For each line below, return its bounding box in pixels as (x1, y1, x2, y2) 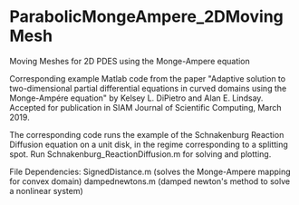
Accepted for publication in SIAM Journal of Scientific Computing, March (9, 102, 283, 112)
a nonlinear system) (9, 185, 83, 196)
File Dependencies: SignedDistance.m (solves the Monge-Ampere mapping (9, 166, 292, 177)
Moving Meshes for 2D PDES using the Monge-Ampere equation (9, 55, 251, 66)
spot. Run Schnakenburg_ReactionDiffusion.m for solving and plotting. (9, 148, 272, 160)
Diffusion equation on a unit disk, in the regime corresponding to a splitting (9, 139, 288, 150)
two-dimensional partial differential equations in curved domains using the (9, 83, 287, 93)
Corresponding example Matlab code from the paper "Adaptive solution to (9, 73, 286, 83)
